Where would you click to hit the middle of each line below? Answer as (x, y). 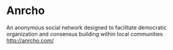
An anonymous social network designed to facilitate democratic (86, 27)
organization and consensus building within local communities (85, 34)
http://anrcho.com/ (30, 40)
